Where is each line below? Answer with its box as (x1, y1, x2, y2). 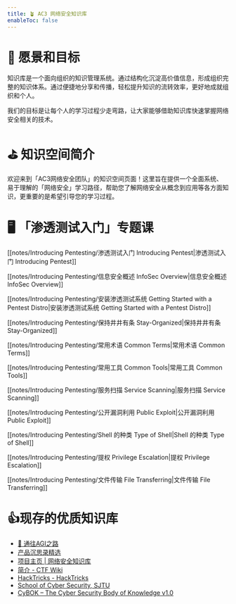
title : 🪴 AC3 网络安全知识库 (7, 10, 88, 18)
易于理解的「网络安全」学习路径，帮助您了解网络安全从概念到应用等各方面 (7, 184, 223, 192)
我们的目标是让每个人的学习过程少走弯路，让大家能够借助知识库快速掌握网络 (7, 106, 229, 115)
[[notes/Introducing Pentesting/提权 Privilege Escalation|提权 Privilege (7, 453, 210, 462)
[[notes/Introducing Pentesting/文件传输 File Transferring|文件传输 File (7, 476, 211, 484)
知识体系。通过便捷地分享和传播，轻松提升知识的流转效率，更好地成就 (19, 82, 223, 92)
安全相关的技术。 (7, 115, 57, 124)
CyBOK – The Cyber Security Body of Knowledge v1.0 (17, 589, 174, 597)
